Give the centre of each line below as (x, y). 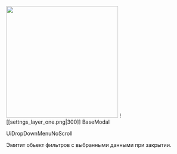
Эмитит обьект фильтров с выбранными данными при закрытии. (89, 145)
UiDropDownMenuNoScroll (39, 133)
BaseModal (96, 122)
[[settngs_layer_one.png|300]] (44, 122)
